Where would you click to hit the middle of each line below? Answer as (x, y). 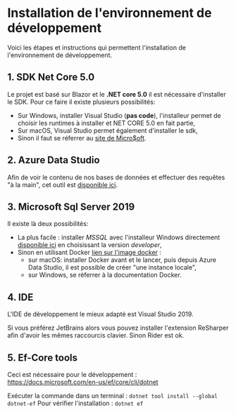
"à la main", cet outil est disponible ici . (63, 184)
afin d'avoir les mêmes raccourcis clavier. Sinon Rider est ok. (96, 335)
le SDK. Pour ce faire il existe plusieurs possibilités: (81, 102)
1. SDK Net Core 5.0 (51, 77)
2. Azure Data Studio (54, 160)
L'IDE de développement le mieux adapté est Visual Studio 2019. (100, 314)
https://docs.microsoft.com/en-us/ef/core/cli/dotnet (83, 382)
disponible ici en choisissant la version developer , (89, 245)
